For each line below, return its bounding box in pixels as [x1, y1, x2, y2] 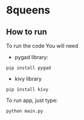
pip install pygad [6, 65, 51, 71]
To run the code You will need [6, 42, 78, 49]
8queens [6, 4, 51, 17]
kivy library [14, 76, 42, 82]
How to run [6, 27, 48, 37]
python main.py [6, 108, 43, 114]
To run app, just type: [6, 97, 58, 104]
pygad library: [14, 54, 49, 60]
